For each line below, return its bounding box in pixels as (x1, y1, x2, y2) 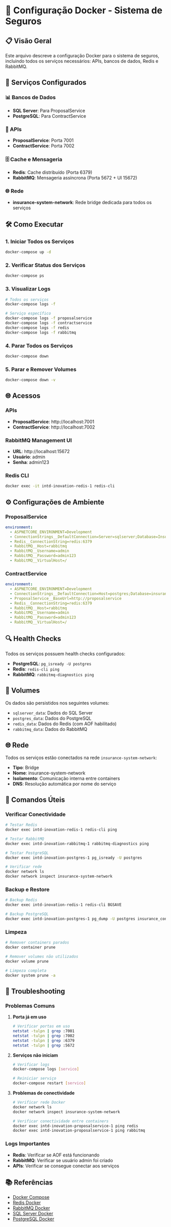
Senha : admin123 (12, 459, 49, 465)
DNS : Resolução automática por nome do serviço (12, 780, 117, 787)
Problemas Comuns (5, 1002, 55, 1009)
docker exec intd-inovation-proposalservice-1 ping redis (12, 1123, 138, 1128)
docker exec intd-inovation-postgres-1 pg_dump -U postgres (5, 917, 136, 922)
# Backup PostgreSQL (5, 911, 49, 917)
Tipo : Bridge (12, 764, 39, 770)
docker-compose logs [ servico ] (12, 1066, 79, 1072)
